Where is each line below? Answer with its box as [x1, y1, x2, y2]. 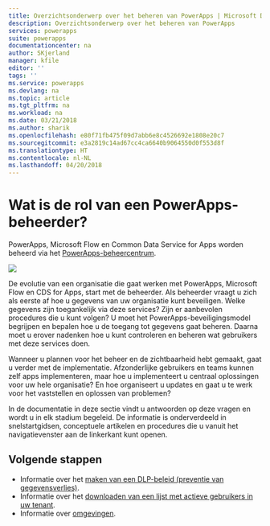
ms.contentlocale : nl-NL [8, 154, 92, 162]
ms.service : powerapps [8, 79, 84, 87]
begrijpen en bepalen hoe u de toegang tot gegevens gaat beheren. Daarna [8, 322, 259, 331]
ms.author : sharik [8, 124, 70, 132]
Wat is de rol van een [8, 196, 150, 214]
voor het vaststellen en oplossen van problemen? [8, 388, 171, 398]
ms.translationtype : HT [8, 146, 88, 154]
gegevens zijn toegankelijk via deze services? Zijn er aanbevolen [8, 305, 223, 314]
